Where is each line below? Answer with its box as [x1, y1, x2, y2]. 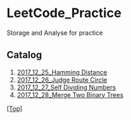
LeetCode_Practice [6, 5, 122, 21]
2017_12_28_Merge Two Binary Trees [16, 90, 124, 99]
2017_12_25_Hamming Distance [16, 67, 108, 76]
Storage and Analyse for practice [6, 28, 103, 37]
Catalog [6, 49, 42, 61]
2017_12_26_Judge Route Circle [16, 75, 108, 84]
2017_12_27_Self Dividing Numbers [16, 83, 116, 92]
